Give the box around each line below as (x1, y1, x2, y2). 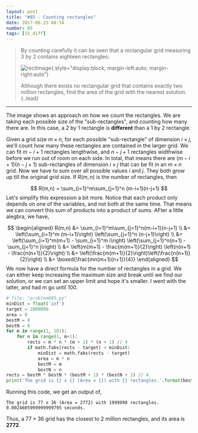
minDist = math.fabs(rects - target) (37, 350, 131, 356)
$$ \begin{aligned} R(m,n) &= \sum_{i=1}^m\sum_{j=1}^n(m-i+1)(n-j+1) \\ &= (7, 224, 191, 232)
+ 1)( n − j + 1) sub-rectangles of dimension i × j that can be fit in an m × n (6, 161, 181, 168)
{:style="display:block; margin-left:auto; (51, 64, 148, 71)
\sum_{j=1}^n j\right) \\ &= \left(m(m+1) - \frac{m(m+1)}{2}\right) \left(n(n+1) (7, 243, 191, 250)
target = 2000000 (6, 306, 49, 312)
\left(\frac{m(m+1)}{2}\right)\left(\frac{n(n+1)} (79, 249, 191, 257)
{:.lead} (20, 95, 39, 102)
